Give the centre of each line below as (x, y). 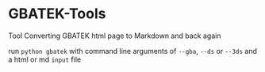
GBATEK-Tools (57, 14)
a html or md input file (45, 59)
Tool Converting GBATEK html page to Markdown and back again (115, 36)
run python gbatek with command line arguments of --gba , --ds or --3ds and (133, 51)
